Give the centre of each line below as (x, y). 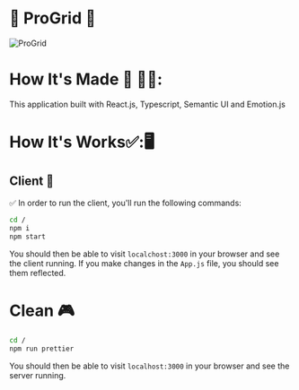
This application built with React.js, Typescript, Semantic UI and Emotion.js (147, 104)
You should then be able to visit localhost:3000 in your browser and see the (149, 366)
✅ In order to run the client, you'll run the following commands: (126, 203)
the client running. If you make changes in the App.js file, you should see (144, 263)
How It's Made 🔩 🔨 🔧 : (86, 79)
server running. (38, 376)
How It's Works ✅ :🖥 (82, 142)
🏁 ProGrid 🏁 (53, 18)
